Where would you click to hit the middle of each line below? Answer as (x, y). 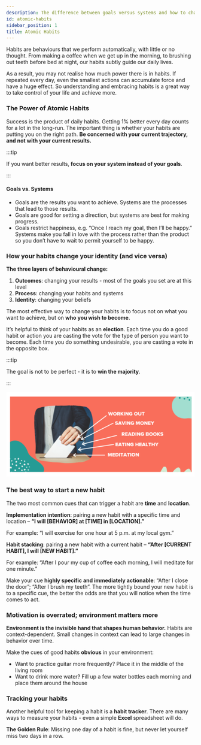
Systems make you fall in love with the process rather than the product (102, 234)
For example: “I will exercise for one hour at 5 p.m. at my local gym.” (90, 532)
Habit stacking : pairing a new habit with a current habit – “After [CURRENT (99, 544)
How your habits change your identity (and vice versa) (87, 256)
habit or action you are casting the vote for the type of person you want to (97, 336)
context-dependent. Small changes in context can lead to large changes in (98, 634)
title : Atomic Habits (33, 32)
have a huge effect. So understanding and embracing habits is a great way (98, 86)
